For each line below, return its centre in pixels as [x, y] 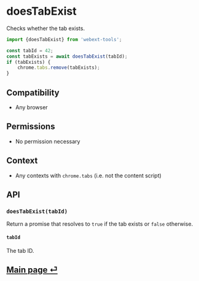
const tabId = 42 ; [30, 50]
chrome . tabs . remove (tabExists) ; [59, 68]
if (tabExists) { [29, 62]
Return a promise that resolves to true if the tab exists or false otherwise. [100, 224]
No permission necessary [48, 141]
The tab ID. [20, 250]
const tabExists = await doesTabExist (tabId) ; [67, 56]
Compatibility [33, 92]
